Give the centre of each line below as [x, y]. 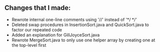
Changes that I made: [38, 8]
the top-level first [29, 45]
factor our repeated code [37, 30]
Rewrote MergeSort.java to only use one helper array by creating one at [83, 40]
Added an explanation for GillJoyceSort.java [56, 35]
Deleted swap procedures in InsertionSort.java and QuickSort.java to [80, 25]
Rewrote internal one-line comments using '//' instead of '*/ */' [74, 19]
